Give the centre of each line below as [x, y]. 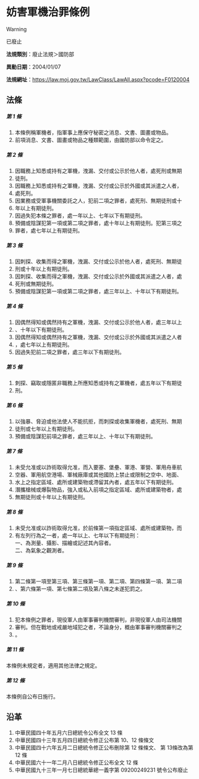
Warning [16, 29]
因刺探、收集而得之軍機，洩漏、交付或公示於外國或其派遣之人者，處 [98, 276]
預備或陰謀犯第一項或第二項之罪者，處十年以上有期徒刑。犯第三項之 [98, 223]
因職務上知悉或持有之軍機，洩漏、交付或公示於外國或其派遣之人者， [98, 186]
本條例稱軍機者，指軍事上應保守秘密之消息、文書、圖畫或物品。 [93, 132]
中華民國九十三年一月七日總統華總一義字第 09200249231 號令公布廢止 [102, 769]
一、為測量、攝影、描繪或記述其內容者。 [64, 543]
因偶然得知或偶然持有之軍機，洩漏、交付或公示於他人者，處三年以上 [98, 322]
